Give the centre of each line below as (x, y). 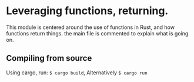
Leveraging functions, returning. (87, 11)
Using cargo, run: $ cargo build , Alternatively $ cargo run (77, 73)
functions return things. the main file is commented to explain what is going (97, 33)
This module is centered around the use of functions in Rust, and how (91, 27)
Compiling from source (49, 58)
